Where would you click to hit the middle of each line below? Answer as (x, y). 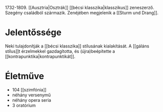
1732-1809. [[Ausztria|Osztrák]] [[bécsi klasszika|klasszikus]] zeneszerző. (80, 8)
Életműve (25, 76)
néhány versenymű (31, 95)
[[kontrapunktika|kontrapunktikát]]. (40, 56)
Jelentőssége (33, 33)
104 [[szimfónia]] (29, 90)
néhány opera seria (31, 100)
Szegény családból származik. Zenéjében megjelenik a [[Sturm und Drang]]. (82, 13)
